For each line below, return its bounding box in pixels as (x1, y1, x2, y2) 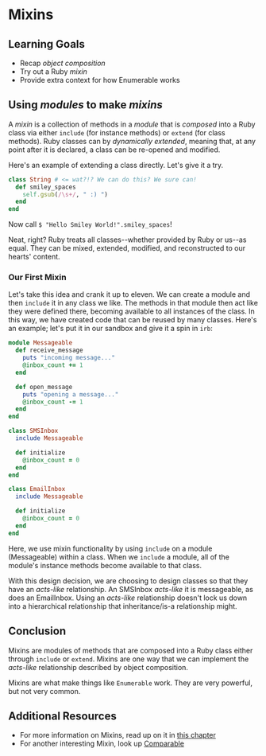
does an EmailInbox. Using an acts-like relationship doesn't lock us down (8, 593, 248, 602)
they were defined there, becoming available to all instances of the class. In (8, 306, 256, 316)
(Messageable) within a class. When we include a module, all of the (8, 551, 230, 562)
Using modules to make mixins (8, 98, 163, 112)
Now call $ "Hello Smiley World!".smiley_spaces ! (8, 220, 172, 229)
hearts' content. (8, 252, 61, 262)
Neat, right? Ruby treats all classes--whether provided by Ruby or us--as (8, 235, 247, 244)
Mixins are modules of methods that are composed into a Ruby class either (8, 645, 253, 655)
